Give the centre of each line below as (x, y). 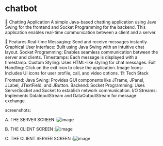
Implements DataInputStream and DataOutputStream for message (71, 95)
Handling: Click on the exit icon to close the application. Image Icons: (74, 67)
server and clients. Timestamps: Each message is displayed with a (71, 57)
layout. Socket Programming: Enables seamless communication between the (81, 52)
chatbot (21, 9)
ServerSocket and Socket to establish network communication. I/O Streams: (81, 90)
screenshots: (18, 110)
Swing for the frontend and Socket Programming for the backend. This (75, 27)
